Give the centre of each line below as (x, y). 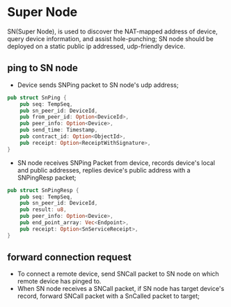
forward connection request (70, 257)
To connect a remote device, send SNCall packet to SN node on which (118, 274)
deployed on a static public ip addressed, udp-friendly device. (96, 46)
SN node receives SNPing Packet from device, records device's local (116, 163)
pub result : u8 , (43, 210)
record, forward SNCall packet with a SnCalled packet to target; (109, 296)
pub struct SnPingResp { (43, 190)
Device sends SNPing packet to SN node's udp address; (98, 85)
